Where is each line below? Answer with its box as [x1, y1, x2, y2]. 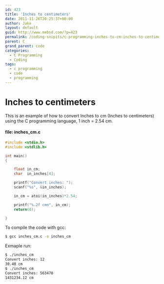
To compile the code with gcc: [5, 225, 66, 231]
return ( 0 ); [14, 207, 36, 212]
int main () [5, 153, 27, 158]
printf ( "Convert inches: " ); [14, 180, 73, 185]
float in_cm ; [14, 167, 41, 172]
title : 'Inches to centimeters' [5, 12, 71, 17]
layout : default [5, 25, 38, 30]
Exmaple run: [5, 243, 32, 249]
